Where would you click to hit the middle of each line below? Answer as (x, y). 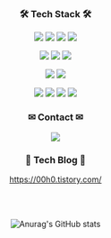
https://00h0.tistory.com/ (55, 179)
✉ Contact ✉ (55, 117)
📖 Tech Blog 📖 (55, 160)
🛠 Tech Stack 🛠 (55, 14)
